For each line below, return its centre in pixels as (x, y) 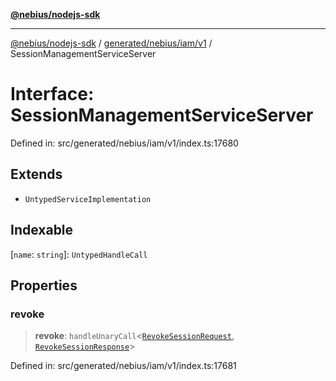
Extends (36, 174)
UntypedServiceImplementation (88, 199)
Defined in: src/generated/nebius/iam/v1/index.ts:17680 (124, 143)
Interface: (52, 94)
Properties (44, 285)
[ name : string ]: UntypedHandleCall (79, 254)
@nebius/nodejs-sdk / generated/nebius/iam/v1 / (111, 43)
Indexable (42, 230)
